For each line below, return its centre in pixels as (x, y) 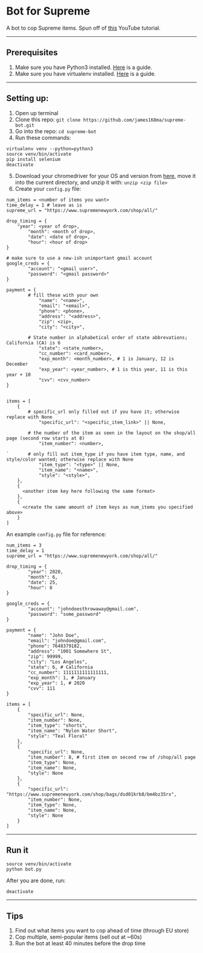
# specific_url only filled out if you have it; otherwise (104, 412)
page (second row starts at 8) (46, 438)
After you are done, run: (36, 881)
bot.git (24, 125)
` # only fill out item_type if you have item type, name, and (96, 454)
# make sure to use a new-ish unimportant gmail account (79, 258)
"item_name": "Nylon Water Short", (73, 731)
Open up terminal (37, 113)
